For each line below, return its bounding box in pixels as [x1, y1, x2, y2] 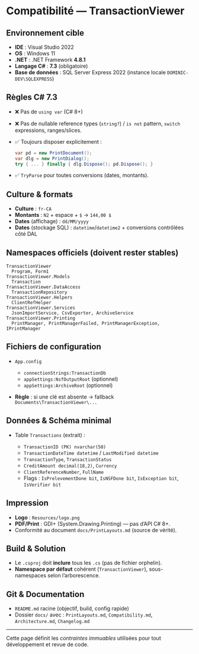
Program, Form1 [11, 268, 49, 274]
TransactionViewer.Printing [6, 315, 76, 321]
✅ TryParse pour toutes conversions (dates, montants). [14, 172, 149, 179]
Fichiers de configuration [6, 342, 102, 352]
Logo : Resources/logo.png [14, 514, 80, 521]
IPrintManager [6, 326, 41, 332]
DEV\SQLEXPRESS [14, 76, 53, 82]
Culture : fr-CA [14, 205, 52, 212]
